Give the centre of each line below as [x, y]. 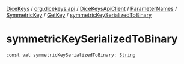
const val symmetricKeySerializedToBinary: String [71, 55]
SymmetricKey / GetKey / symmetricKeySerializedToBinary [79, 15]
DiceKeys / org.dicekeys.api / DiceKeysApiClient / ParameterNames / [92, 9]
